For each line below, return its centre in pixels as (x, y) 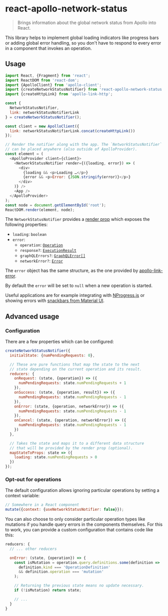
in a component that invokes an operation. (48, 48)
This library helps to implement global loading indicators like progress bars (82, 38)
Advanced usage (32, 316)
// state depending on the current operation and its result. (76, 369)
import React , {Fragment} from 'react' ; (48, 76)
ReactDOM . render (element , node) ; (40, 210)
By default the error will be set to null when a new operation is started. (79, 285)
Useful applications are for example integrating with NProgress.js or (75, 295)
